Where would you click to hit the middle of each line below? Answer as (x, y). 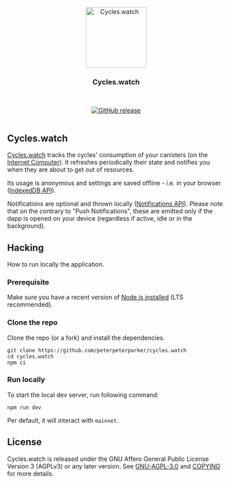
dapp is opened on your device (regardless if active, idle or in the (100, 219)
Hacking (26, 247)
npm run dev (24, 408)
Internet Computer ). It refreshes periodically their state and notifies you (109, 163)
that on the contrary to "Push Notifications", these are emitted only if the (110, 211)
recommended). (30, 304)
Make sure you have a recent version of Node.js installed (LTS (95, 298)
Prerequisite (28, 282)
